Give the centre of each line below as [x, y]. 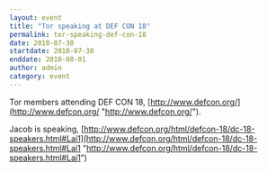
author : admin [36, 68]
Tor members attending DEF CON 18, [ [80, 102]
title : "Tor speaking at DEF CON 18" [80, 26]
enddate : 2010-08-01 [48, 59]
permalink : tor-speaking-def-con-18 [78, 34]
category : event [40, 77]
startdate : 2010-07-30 [52, 51]
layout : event [36, 18]
